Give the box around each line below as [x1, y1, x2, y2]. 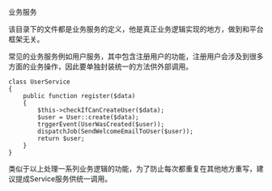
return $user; [37, 134, 85, 142]
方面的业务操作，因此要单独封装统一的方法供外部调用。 [8, 62, 193, 71]
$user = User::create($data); [37, 113, 139, 121]
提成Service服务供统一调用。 [15, 174, 113, 184]
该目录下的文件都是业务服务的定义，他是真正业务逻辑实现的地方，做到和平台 [8, 24, 264, 34]
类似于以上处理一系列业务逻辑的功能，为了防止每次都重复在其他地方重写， [8, 164, 257, 173]
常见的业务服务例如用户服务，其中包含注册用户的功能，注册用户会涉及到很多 [8, 52, 264, 61]
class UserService [8, 78, 70, 86]
